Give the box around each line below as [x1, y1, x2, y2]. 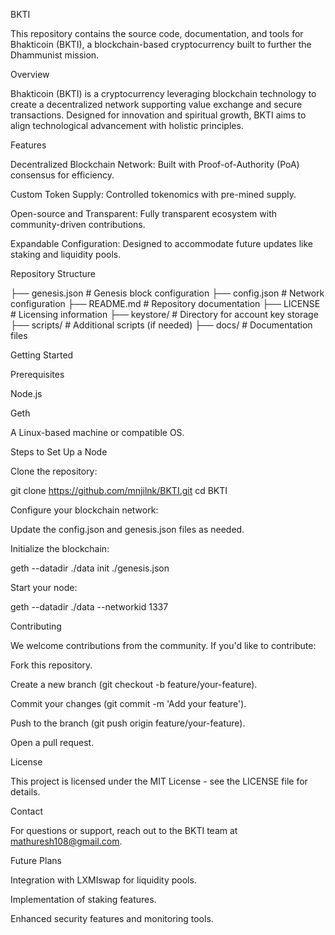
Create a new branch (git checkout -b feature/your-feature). [10, 679, 258, 690]
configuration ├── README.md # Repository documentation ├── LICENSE [10, 298, 321, 309]
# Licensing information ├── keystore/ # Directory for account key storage [10, 309, 319, 320]
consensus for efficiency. [10, 169, 115, 181]
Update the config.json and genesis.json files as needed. [10, 524, 245, 535]
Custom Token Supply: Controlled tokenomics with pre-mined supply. [10, 189, 297, 200]
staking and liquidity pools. [10, 249, 122, 260]
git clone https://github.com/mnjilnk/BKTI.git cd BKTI [10, 485, 228, 496]
